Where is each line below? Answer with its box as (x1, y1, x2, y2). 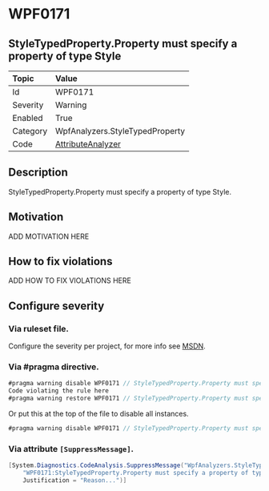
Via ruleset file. (8, 323, 70, 334)
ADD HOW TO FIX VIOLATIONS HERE (8, 276, 132, 285)
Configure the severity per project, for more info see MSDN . (8, 341, 206, 351)
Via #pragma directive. (8, 361, 100, 372)
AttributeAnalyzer (54, 139, 122, 149)
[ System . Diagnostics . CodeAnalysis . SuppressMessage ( (8, 461, 184, 469)
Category (12, 126, 48, 136)
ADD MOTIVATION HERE (8, 231, 90, 241)
